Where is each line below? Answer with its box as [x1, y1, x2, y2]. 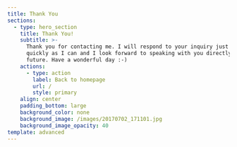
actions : [20, 63, 46, 70]
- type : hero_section [13, 23, 78, 30]
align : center [20, 96, 61, 103]
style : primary [32, 89, 78, 96]
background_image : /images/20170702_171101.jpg [20, 115, 162, 122]
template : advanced [7, 129, 65, 136]
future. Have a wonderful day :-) [25, 57, 128, 64]
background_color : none [20, 109, 90, 116]
